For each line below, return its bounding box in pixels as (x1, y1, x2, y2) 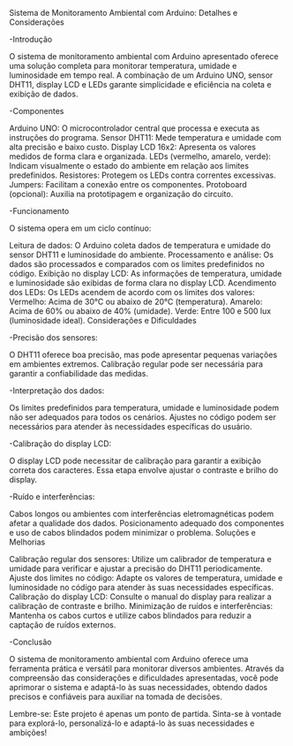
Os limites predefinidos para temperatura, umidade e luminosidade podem (9, 402, 280, 413)
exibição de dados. (9, 88, 79, 99)
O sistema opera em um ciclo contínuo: (9, 223, 152, 233)
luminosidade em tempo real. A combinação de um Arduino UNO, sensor (9, 70, 274, 80)
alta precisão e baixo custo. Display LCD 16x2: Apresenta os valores (9, 141, 256, 152)
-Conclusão (9, 636, 52, 647)
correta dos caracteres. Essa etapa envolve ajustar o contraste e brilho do (9, 465, 279, 476)
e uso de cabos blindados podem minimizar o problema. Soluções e (9, 528, 256, 537)
